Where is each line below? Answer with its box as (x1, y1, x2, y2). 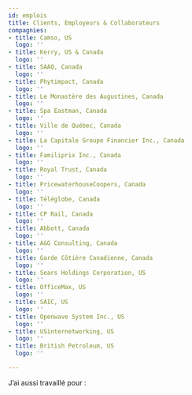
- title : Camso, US (8, 33, 72, 42)
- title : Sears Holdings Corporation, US (8, 269, 146, 276)
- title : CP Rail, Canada (8, 210, 93, 218)
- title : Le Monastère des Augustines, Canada (8, 92, 164, 100)
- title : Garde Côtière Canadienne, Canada (8, 254, 153, 261)
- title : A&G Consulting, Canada (8, 239, 118, 247)
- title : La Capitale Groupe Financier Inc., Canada (8, 136, 185, 145)
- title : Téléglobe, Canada (8, 195, 101, 203)
